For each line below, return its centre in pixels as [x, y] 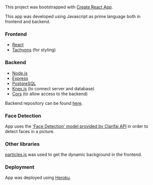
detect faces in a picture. [30, 131]
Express [20, 78]
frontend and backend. [28, 22]
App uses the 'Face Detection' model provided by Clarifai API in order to [77, 126]
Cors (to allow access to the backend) [50, 94]
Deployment [20, 167]
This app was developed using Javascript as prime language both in [73, 16]
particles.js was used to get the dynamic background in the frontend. [74, 154]
